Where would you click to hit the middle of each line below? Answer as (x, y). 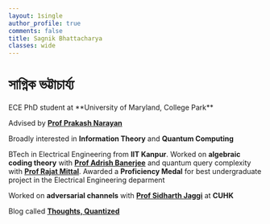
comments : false (35, 31)
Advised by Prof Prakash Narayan (65, 123)
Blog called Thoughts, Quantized (64, 211)
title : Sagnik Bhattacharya (56, 38)
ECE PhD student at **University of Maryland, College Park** (111, 108)
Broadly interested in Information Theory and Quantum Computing (121, 139)
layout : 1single (35, 16)
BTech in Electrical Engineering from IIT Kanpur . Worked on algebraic (125, 155)
